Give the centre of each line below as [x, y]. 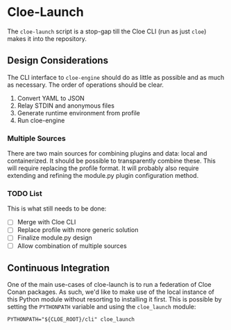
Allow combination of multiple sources [72, 246]
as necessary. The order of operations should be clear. [86, 85]
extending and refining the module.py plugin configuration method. [103, 176]
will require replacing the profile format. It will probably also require [103, 168]
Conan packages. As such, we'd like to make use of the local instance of [111, 292]
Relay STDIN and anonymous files [66, 106]
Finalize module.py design [54, 238]
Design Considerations [58, 61]
